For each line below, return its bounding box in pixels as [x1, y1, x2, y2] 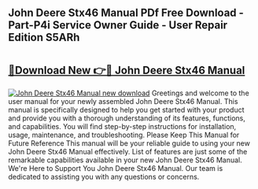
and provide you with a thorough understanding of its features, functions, [8, 113, 246, 123]
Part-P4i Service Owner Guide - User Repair [8, 19, 228, 32]
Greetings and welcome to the [151, 88, 249, 98]
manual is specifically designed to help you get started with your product [8, 106, 245, 114]
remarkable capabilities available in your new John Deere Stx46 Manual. [8, 155, 242, 165]
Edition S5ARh [8, 31, 80, 44]
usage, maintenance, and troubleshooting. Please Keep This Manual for [8, 130, 240, 139]
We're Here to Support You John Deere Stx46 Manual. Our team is [8, 164, 223, 172]
